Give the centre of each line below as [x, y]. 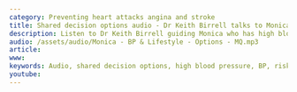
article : [25, 50]
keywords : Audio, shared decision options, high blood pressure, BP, [140, 67]
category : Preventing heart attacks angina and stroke [112, 17]
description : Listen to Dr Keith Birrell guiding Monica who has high [142, 33]
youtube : [25, 74]
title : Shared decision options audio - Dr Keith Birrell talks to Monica [150, 25]
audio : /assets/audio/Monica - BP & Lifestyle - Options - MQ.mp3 [134, 42]
